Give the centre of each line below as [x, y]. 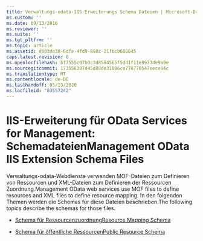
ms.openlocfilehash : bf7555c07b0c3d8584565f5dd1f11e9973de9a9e [88, 62]
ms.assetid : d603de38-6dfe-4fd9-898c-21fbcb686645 [71, 51]
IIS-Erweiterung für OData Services [97, 121]
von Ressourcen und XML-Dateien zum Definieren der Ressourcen [89, 182]
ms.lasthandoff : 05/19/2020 [42, 85]
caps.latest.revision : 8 [37, 57]
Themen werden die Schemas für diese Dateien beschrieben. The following [99, 202]
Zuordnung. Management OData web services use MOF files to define [93, 189]
